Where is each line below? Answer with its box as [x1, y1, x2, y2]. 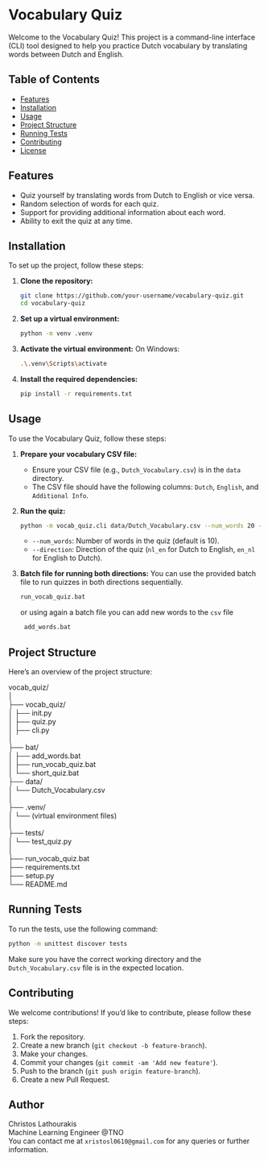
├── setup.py [8, 871, 55, 880]
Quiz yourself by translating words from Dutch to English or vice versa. [19, 190, 255, 200]
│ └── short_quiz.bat [8, 768, 80, 777]
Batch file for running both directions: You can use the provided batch [19, 569, 257, 578]
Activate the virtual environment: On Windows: [19, 344, 180, 354]
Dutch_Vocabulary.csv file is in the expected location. [8, 963, 184, 972]
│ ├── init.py [8, 708, 52, 718]
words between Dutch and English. [8, 49, 125, 59]
